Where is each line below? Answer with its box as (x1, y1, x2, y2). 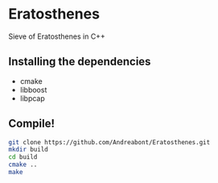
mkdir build (8, 146, 48, 154)
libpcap (19, 94, 46, 103)
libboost (19, 85, 47, 94)
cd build (8, 153, 38, 161)
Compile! (8, 117, 55, 131)
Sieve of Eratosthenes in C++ (8, 31, 106, 41)
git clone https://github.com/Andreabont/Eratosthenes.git (8, 138, 211, 146)
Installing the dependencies (8, 55, 151, 69)
